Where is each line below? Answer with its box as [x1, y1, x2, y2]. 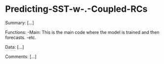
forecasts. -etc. [5, 34, 36, 40]
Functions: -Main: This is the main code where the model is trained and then [5, 29, 160, 35]
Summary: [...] [5, 20, 34, 26]
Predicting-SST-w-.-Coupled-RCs [5, 3, 148, 15]
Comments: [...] [5, 53, 37, 60]
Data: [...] [5, 44, 24, 50]
